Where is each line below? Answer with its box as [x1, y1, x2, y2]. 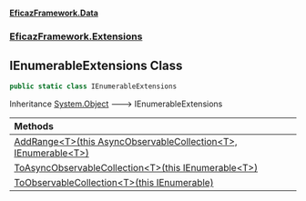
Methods [14, 120, 55, 133]
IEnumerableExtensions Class [9, 57, 183, 73]
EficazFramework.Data [9, 7, 98, 18]
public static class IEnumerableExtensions [9, 82, 178, 91]
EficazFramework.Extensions [9, 30, 143, 43]
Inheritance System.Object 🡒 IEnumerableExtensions [9, 98, 223, 109]
